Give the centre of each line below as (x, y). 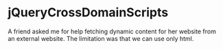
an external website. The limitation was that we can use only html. (101, 38)
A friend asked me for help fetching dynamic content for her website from (112, 31)
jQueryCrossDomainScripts (88, 13)
